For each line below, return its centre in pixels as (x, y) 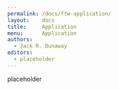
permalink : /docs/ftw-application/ (59, 14)
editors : (20, 53)
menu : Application (42, 33)
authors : (20, 40)
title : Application (42, 27)
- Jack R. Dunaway (41, 46)
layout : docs (31, 20)
